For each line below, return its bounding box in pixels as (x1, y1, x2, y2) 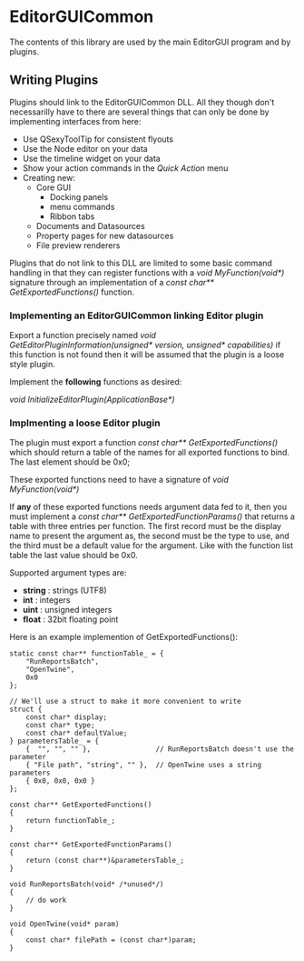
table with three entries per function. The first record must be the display (9, 521, 282, 532)
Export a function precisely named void (9, 330, 157, 341)
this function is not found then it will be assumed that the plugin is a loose (9, 349, 285, 360)
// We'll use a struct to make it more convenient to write (9, 697, 242, 706)
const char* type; (25, 721, 95, 730)
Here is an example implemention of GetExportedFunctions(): (9, 632, 239, 643)
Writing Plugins (9, 73, 99, 88)
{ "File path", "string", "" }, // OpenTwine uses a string (25, 761, 261, 770)
